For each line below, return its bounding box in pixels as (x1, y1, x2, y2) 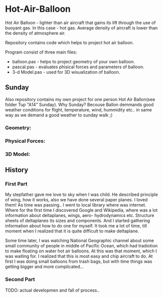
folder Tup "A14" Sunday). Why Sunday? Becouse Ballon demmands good (5, 102, 154, 108)
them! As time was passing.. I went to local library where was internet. (5, 202, 146, 208)
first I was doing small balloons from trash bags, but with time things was (5, 259, 153, 265)
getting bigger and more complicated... (5, 264, 84, 270)
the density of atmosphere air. (5, 30, 66, 36)
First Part (5, 180, 28, 187)
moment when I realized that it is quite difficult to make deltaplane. (5, 228, 140, 234)
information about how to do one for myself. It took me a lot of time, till (5, 223, 147, 229)
